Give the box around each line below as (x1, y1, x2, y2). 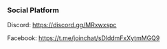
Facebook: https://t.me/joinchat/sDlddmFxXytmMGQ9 (7, 34, 160, 42)
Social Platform (7, 5, 60, 15)
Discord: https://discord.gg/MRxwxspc (7, 21, 117, 29)
